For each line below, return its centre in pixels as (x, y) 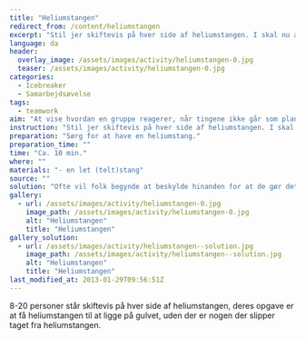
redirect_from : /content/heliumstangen (85, 26)
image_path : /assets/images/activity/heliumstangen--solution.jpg (154, 254)
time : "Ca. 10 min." (49, 153)
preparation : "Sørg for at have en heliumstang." (105, 136)
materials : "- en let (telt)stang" (77, 170)
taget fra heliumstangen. (55, 324)
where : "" (28, 161)
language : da (34, 43)
